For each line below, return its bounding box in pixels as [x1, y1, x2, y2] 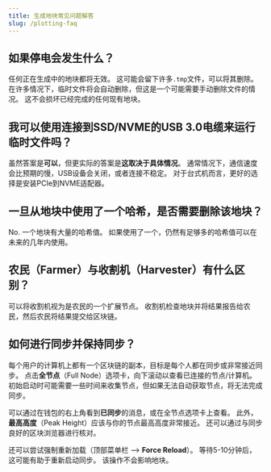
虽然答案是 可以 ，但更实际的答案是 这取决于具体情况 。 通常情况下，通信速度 [8, 158, 258, 168]
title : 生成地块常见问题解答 [8, 11, 94, 20]
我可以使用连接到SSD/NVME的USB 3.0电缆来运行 [8, 120, 256, 134]
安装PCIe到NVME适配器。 [22, 178, 109, 188]
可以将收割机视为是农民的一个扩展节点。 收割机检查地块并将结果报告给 [8, 301, 244, 311]
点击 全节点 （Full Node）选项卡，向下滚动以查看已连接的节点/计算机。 [23, 370, 256, 380]
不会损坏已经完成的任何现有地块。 [31, 94, 145, 104]
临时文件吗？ [8, 135, 73, 149]
